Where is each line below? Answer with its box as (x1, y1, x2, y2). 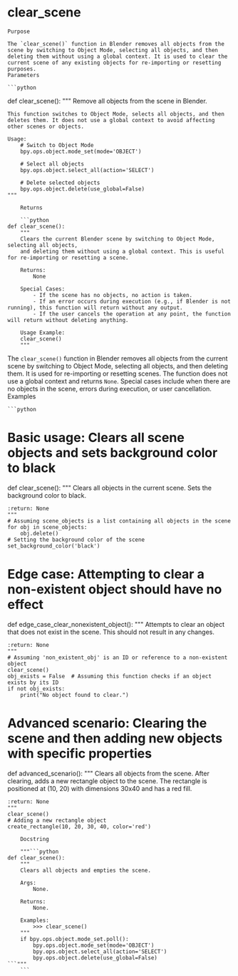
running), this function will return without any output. (7, 304, 183, 311)
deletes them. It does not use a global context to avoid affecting (7, 116, 215, 124)
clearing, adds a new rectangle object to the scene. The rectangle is (7, 776, 207, 785)
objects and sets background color (7, 445, 218, 461)
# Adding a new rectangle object (7, 817, 107, 824)
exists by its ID (7, 679, 59, 686)
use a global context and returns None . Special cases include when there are (7, 376, 231, 386)
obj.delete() (20, 530, 59, 537)
